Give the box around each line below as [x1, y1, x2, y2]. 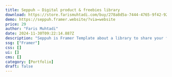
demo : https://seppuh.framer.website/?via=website [5, 17, 116, 22]
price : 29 [5, 21, 27, 27]
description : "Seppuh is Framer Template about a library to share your [5, 36, 164, 41]
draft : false [5, 64, 33, 69]
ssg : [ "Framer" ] [5, 41, 40, 46]
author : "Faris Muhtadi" [5, 26, 58, 31]
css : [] [5, 45, 22, 50]
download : [5, 12, 27, 17]
